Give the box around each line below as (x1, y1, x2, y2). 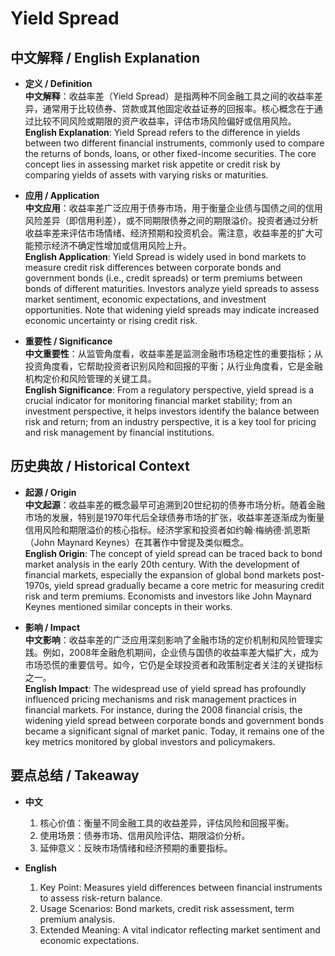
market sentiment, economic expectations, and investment (24, 293, 267, 305)
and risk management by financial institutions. (24, 427, 215, 438)
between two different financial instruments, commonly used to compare (24, 137, 325, 149)
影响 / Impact (24, 621, 81, 633)
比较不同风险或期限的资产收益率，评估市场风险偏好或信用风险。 (33, 115, 297, 127)
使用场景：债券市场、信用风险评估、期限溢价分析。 (39, 829, 251, 841)
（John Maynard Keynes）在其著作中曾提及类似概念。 (24, 536, 249, 548)
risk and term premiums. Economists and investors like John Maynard (24, 590, 312, 602)
